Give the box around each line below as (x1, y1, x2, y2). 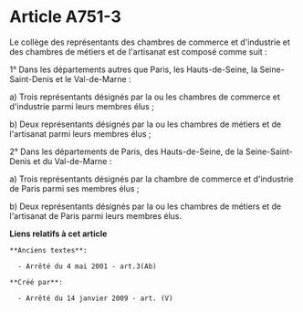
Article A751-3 (9, 6, 121, 27)
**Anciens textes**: (9, 245, 89, 255)
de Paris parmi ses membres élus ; (9, 182, 140, 193)
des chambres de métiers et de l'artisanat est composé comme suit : (9, 46, 267, 57)
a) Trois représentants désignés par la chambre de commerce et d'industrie (9, 173, 294, 184)
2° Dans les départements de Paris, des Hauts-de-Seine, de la (9, 146, 244, 157)
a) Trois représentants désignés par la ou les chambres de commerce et (9, 91, 281, 102)
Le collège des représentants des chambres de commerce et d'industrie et (9, 36, 290, 47)
